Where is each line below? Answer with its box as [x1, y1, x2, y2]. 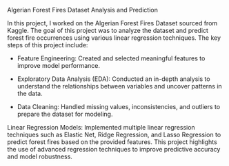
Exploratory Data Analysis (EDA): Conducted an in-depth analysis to [17, 75, 210, 83]
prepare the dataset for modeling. [17, 110, 113, 118]
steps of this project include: [7, 41, 88, 49]
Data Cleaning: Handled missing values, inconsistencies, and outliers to [17, 103, 221, 110]
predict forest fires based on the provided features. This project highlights [7, 138, 217, 146]
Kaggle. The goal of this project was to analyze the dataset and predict [7, 27, 209, 34]
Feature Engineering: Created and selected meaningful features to [17, 54, 206, 62]
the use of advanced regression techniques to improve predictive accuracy [7, 145, 221, 153]
